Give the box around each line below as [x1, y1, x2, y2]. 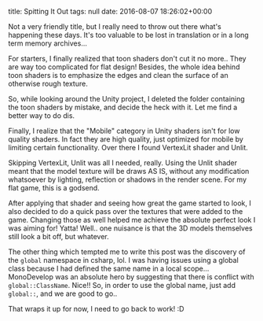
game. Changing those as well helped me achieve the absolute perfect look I [8, 216, 256, 224]
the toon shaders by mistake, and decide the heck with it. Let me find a [8, 102, 238, 112]
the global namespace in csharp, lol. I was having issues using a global [8, 256, 239, 264]
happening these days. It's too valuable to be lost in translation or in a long [8, 31, 249, 39]
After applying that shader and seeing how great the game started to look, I [8, 198, 251, 208]
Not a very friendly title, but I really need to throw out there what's [8, 22, 221, 31]
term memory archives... [8, 39, 88, 48]
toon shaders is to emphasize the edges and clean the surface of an [8, 71, 229, 79]
